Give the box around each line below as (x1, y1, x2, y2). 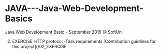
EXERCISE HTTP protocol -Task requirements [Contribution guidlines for (12, 38, 156, 44)
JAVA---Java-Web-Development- (5, 3, 144, 14)
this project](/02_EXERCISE (12, 43, 67, 49)
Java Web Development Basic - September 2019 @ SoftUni (5, 29, 123, 35)
